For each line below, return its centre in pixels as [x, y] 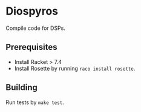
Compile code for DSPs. [36, 28]
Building [21, 87]
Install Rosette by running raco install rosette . [75, 68]
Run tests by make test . [35, 102]
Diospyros [32, 11]
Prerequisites [31, 47]
